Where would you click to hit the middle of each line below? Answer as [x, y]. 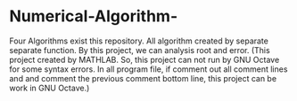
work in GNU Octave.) [49, 88]
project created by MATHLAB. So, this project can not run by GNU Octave [144, 59]
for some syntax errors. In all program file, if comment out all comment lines [148, 69]
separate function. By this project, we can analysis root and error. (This [140, 50]
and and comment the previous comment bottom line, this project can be [143, 78]
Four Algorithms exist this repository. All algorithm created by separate [139, 41]
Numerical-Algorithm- [94, 16]
